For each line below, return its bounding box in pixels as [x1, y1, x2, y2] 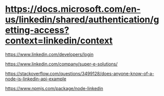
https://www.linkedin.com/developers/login [5, 51, 93, 57]
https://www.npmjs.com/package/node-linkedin [5, 85, 103, 91]
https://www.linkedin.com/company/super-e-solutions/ [5, 61, 118, 67]
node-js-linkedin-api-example [5, 76, 67, 82]
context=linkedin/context [5, 35, 113, 47]
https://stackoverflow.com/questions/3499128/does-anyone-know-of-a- [5, 70, 155, 76]
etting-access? [5, 25, 70, 36]
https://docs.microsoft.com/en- [5, 3, 141, 15]
